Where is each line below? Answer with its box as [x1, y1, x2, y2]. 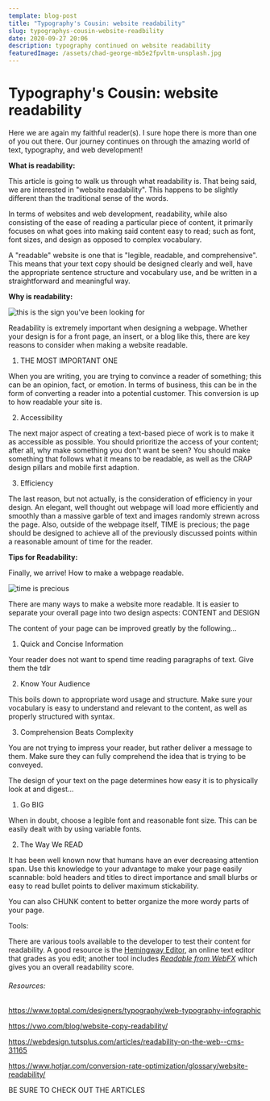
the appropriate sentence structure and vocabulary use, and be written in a [8, 267, 258, 277]
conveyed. [8, 760, 44, 769]
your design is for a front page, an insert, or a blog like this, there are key [8, 332, 251, 341]
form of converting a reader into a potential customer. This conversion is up [8, 388, 260, 398]
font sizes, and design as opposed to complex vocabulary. [8, 235, 202, 244]
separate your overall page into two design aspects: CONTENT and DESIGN [8, 607, 260, 617]
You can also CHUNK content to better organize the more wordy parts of [8, 896, 250, 906]
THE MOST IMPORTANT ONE [19, 356, 118, 365]
